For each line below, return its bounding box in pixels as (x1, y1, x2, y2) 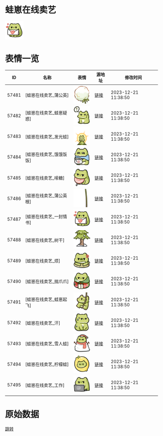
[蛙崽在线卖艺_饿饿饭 (25, 151, 67, 157)
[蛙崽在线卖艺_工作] (25, 382, 65, 388)
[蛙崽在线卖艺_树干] (25, 237, 65, 243)
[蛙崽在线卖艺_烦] (25, 258, 61, 264)
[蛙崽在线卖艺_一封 (25, 213, 63, 219)
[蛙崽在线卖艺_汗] (25, 320, 61, 326)
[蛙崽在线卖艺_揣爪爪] (25, 279, 69, 285)
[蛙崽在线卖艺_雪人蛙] (25, 341, 69, 347)
